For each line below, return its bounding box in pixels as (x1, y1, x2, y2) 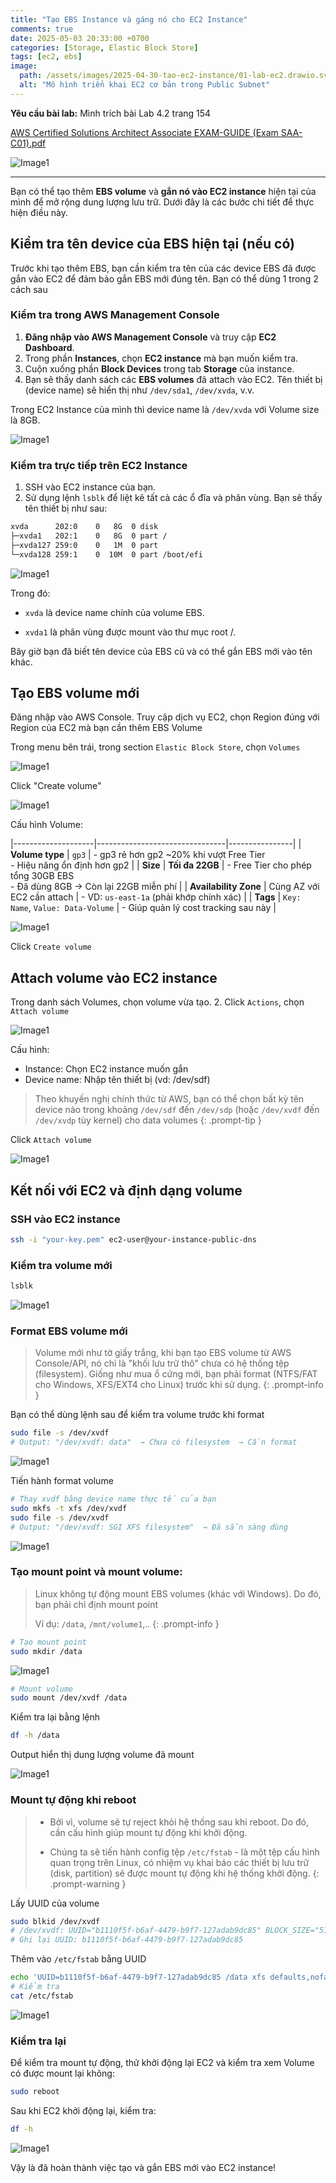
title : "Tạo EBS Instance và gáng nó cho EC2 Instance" (10, 14, 248, 25)
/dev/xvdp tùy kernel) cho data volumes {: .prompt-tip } (34, 1114, 262, 1126)
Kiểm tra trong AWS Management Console (10, 308, 220, 322)
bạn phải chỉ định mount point (34, 1598, 159, 1610)
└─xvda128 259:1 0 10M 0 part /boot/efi (10, 549, 203, 560)
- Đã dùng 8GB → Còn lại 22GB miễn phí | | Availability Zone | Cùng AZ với (10, 881, 320, 893)
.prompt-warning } (49, 1877, 127, 1890)
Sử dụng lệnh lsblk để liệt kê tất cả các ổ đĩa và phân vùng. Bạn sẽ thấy (24, 492, 323, 504)
